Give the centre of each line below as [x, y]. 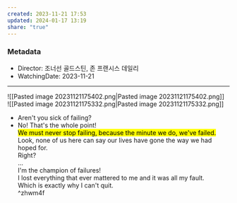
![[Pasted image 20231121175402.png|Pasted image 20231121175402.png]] [116, 96]
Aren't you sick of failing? [54, 117]
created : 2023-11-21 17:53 [47, 14]
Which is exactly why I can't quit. [66, 185]
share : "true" [28, 27]
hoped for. [32, 147]
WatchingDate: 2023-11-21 [56, 76]
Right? [27, 155]
